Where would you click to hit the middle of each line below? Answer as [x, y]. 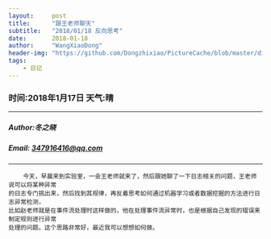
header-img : [28, 53]
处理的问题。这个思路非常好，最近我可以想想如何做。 [83, 228]
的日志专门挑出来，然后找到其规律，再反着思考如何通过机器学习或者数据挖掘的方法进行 [131, 194]
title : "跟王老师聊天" [52, 23]
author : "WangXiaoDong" [56, 46]
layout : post [38, 16]
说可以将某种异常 [33, 185]
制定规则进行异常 [33, 219]
